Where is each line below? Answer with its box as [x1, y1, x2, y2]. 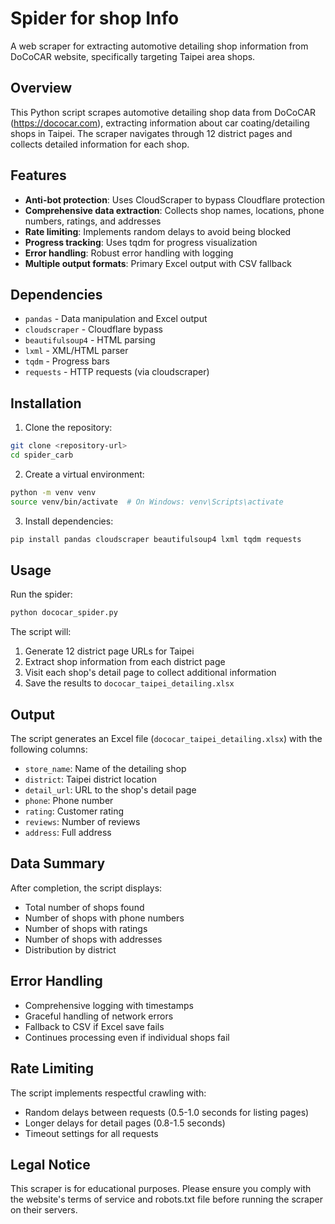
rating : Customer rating [24, 805, 125, 817]
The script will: [10, 626, 72, 638]
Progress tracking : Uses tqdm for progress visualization [24, 236, 258, 248]
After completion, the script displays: [10, 882, 163, 894]
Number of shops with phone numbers [24, 912, 185, 924]
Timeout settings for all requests [24, 1127, 159, 1139]
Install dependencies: [24, 515, 114, 527]
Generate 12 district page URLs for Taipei [24, 645, 195, 657]
